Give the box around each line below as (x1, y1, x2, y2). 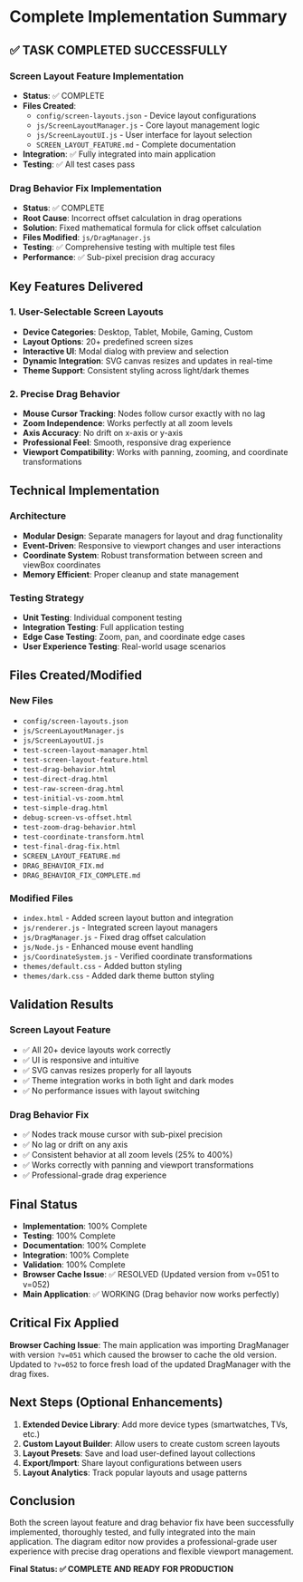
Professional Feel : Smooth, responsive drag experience (22, 437, 232, 448)
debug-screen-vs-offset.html (22, 813, 133, 822)
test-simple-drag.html (22, 803, 109, 812)
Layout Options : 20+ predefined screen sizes (22, 335, 194, 346)
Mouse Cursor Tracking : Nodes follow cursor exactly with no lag (22, 408, 266, 419)
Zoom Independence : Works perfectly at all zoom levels (22, 418, 233, 429)
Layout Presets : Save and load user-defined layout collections (22, 1448, 256, 1459)
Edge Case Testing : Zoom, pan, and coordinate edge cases (22, 632, 246, 643)
